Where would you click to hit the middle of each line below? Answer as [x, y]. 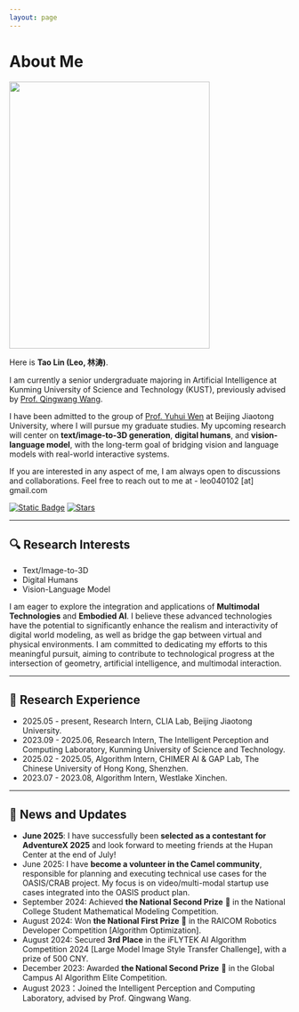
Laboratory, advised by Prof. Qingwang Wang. [106, 998]
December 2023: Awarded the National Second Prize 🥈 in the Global [148, 968]
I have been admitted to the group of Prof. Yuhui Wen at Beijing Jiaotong [141, 416]
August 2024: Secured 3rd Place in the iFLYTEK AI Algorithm [134, 939]
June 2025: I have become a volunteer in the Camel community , [142, 864]
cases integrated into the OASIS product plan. [106, 892]
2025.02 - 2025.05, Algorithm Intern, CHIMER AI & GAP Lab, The [141, 759]
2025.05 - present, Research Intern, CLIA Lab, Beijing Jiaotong [137, 721]
